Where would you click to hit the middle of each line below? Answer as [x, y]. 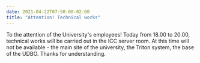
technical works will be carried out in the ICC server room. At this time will [98, 41]
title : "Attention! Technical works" [53, 17]
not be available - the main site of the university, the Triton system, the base [100, 47]
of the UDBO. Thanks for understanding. [56, 53]
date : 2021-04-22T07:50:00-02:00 [48, 12]
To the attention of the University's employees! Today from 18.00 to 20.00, [98, 34]
